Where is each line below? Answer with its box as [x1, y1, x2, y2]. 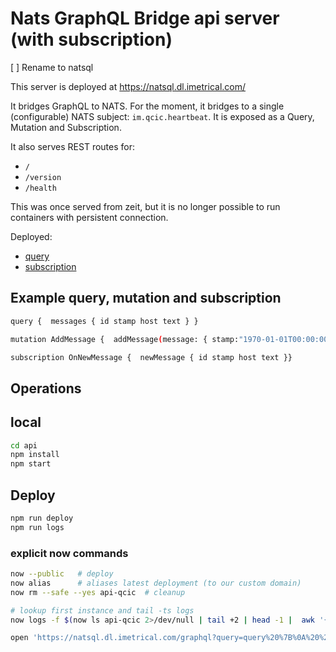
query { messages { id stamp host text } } [10, 316, 199, 326]
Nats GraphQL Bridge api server [10, 7, 280, 30]
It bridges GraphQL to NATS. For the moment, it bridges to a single [10, 100, 285, 112]
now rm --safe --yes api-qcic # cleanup [10, 587, 186, 597]
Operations [10, 380, 82, 397]
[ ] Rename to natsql [10, 61, 94, 73]
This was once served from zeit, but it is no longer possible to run [10, 200, 281, 212]
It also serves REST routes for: [10, 140, 136, 152]
